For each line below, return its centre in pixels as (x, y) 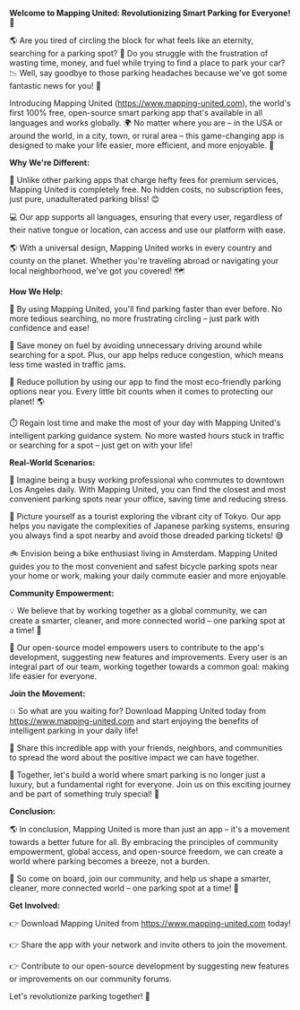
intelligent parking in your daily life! (74, 731)
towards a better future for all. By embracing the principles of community (144, 842)
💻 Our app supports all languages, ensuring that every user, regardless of (146, 217)
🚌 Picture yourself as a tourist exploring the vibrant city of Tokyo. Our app (145, 516)
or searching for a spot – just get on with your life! (101, 445)
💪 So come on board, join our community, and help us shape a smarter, (140, 879)
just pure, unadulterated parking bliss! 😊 (84, 199)
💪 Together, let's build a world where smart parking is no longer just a (137, 775)
